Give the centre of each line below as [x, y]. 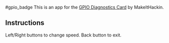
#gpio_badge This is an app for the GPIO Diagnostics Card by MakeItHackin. [84, 7]
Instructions [25, 23]
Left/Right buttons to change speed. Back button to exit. [64, 35]
